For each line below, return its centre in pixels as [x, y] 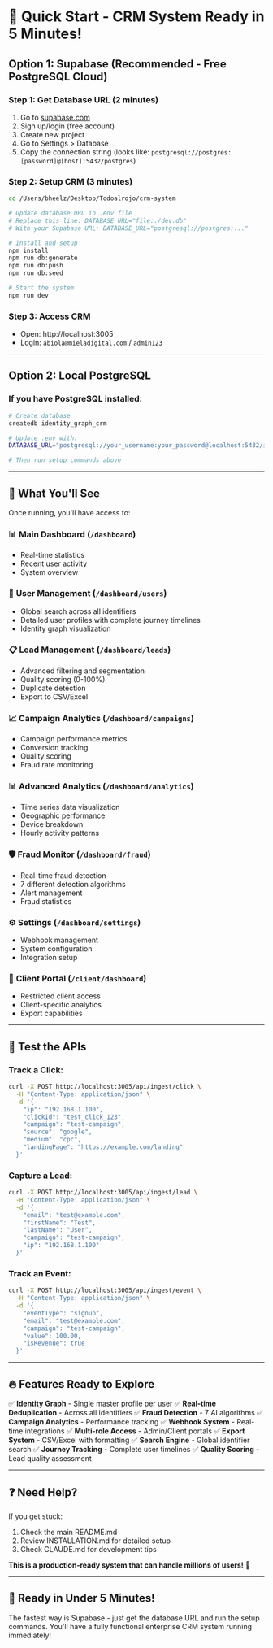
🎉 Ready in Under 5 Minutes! [82, 1598]
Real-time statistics [52, 555]
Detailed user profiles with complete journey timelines [110, 620]
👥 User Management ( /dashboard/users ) [88, 594]
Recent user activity [54, 563]
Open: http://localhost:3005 [67, 334]
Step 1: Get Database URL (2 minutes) [84, 99]
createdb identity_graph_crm [58, 423]
